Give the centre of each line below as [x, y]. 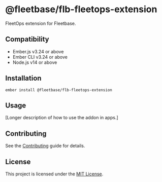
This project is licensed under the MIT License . [54, 174]
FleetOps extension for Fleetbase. [41, 23]
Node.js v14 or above [35, 62]
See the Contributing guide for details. [45, 146]
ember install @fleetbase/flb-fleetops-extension [59, 90]
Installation [23, 78]
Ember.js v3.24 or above [38, 51]
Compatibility [27, 39]
